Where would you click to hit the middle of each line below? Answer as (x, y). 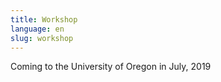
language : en (37, 29)
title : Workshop (44, 19)
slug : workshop (42, 38)
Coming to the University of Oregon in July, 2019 (111, 67)
